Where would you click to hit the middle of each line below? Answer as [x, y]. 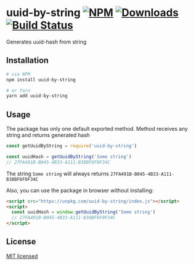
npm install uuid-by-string [41, 80]
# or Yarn [18, 90]
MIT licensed [22, 256]
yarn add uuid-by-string [37, 96]
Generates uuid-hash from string [46, 42]
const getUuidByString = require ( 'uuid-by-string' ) [71, 146]
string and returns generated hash [48, 135]
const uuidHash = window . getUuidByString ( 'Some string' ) [84, 212]
